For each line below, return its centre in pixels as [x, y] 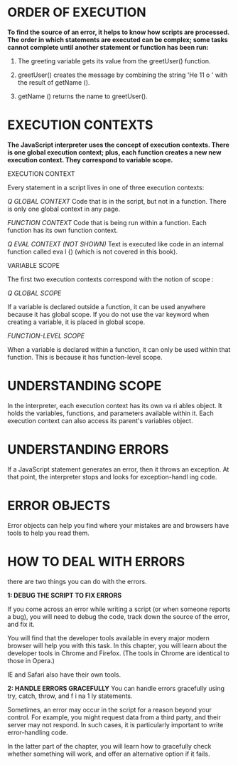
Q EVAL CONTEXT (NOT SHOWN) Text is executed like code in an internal [115, 244]
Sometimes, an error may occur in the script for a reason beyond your [109, 709]
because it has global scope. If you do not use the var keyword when [108, 314]
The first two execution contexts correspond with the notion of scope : [111, 279]
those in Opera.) [31, 660]
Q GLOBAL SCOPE [34, 293]
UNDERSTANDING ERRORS [88, 449]
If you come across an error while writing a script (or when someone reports [119, 609]
